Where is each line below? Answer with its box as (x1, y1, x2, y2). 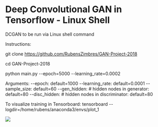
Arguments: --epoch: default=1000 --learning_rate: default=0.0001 (5, 80, 145, 86)
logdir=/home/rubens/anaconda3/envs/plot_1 (5, 106, 99, 112)
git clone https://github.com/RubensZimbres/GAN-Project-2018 (5, 51, 138, 57)
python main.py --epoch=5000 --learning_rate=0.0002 (5, 70, 121, 77)
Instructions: (5, 41, 31, 47)
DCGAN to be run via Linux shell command (5, 31, 95, 37)
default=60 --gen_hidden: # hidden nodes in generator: (33, 85, 149, 92)
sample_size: (5, 85, 32, 92)
